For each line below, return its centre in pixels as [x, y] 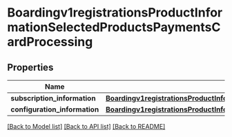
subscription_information [53, 98]
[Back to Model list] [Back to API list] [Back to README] [86, 126]
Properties [30, 67]
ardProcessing [50, 42]
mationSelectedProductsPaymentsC [114, 27]
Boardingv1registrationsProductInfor [115, 13]
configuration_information [55, 109]
